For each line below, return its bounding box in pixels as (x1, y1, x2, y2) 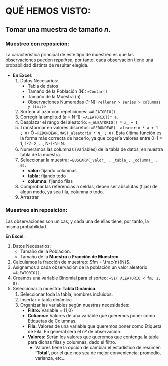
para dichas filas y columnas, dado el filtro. (27, 339, 117, 345)
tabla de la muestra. (20, 151, 61, 157)
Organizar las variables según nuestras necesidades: (20, 302, 130, 308)
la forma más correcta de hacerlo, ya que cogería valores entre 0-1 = (20, 135, 163, 141)
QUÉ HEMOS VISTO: (5, 5, 91, 17)
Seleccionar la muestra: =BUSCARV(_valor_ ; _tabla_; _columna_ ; (20, 157, 158, 163)
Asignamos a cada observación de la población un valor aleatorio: (12, 264, 149, 270)
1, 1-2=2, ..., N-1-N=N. (20, 140, 65, 147)
